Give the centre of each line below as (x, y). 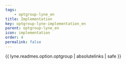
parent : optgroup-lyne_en (32, 28)
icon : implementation (28, 33)
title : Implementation (29, 19)
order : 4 (14, 38)
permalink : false (23, 42)
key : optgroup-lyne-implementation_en (45, 24)
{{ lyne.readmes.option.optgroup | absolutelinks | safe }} (63, 56)
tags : (11, 10)
